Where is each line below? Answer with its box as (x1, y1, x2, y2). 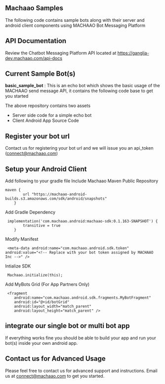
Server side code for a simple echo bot (12, 112, 92, 118)
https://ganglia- (117, 50, 149, 56)
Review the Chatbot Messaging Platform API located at (5, 50, 117, 56)
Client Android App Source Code (12, 117, 79, 123)
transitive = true (23, 223, 61, 228)
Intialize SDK (5, 263, 31, 269)
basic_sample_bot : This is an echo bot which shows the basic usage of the (5, 83, 160, 89)
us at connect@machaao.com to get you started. (5, 373, 105, 379)
